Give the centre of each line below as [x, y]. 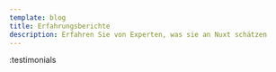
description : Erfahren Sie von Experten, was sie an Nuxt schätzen [138, 34]
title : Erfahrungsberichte [60, 26]
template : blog [38, 18]
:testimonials [33, 60]
